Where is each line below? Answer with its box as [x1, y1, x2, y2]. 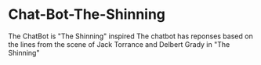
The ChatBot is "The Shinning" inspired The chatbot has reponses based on [8, 31, 253, 41]
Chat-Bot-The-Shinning [8, 5, 166, 23]
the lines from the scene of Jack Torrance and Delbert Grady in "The [8, 39, 230, 49]
